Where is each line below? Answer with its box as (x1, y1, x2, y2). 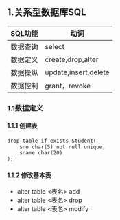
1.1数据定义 (7, 103, 43, 112)
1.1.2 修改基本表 (7, 171, 51, 179)
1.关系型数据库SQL (7, 6, 87, 19)
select (45, 41, 65, 51)
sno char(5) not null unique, (19, 143, 106, 150)
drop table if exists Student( (7, 137, 97, 144)
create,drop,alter (45, 54, 99, 64)
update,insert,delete (45, 68, 110, 77)
